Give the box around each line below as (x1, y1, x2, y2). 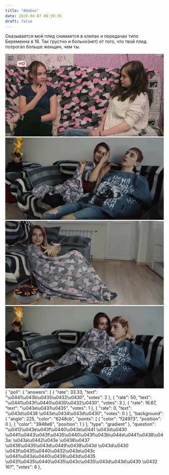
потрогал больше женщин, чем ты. (5, 44, 80, 50)
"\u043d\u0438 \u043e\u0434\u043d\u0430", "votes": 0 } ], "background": (5, 410, 163, 416)
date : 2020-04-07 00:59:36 (5, 13, 62, 19)
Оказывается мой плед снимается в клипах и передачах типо (5, 33, 139, 39)
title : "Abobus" (5, 8, 39, 13)
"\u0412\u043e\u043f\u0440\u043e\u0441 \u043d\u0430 (5, 426, 127, 432)
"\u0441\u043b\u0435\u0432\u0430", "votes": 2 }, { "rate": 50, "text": (5, 394, 152, 400)
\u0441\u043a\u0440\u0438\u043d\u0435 (5, 453, 96, 459)
